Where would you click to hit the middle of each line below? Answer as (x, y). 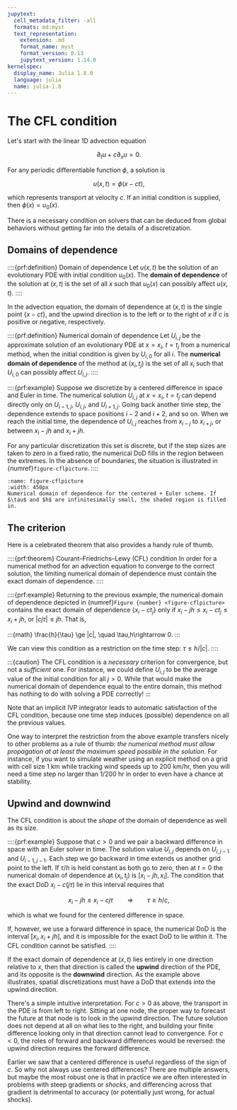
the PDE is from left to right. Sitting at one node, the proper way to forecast (116, 1011)
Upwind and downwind (59, 803)
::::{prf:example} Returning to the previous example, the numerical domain (115, 595)
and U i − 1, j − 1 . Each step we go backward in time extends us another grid (114, 859)
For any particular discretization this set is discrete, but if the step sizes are (117, 446)
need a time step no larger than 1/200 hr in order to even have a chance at (115, 774)
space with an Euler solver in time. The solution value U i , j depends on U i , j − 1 (118, 850)
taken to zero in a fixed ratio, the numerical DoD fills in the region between (116, 453)
